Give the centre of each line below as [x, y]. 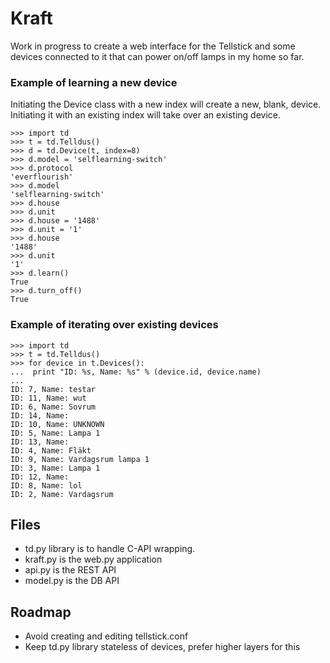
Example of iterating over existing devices [114, 325]
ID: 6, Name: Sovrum [53, 407]
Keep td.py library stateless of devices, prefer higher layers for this [162, 647]
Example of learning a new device [94, 82]
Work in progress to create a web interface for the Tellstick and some [153, 46]
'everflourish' [42, 177]
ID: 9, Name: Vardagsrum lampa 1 [80, 459]
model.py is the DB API [72, 581]
